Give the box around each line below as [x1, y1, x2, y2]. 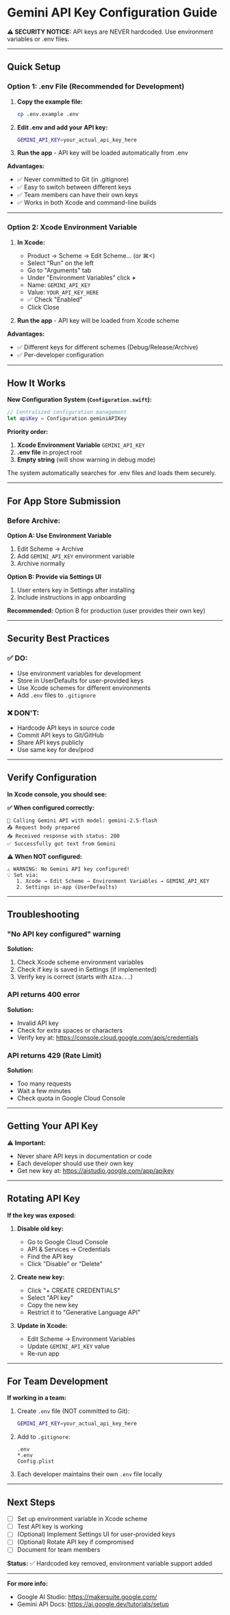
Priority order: [7, 428, 49, 436]
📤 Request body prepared [7, 824, 80, 831]
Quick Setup [7, 61, 61, 73]
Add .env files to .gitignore [16, 691, 96, 699]
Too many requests [16, 1079, 72, 1088]
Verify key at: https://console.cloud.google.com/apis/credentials [16, 1033, 199, 1042]
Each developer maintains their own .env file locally [16, 1470, 163, 1478]
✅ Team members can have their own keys [16, 191, 138, 199]
